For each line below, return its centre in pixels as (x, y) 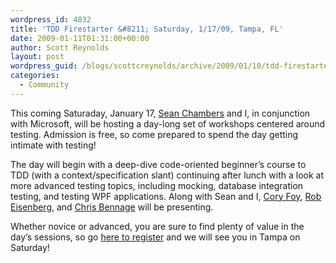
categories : (35, 76)
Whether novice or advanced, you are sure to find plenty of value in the (157, 226)
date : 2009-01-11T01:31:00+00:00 (80, 38)
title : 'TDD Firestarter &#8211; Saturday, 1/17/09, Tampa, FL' (147, 29)
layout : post (37, 57)
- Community (44, 85)
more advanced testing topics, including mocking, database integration (157, 185)
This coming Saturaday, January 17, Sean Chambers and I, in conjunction (160, 113)
